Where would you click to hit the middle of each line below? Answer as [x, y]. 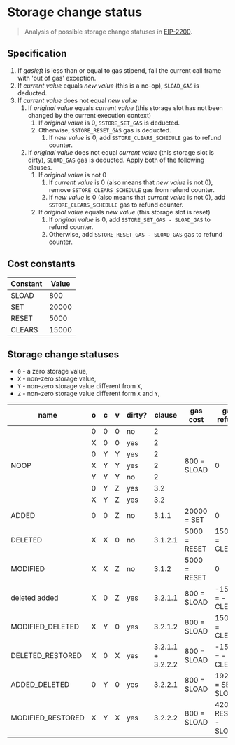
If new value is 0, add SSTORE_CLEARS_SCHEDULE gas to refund [135, 137]
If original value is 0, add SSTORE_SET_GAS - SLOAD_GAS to [130, 219]
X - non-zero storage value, [57, 378]
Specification [37, 54]
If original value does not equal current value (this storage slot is [121, 152]
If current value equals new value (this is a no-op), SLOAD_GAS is [108, 86]
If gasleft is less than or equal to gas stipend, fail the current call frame [119, 70]
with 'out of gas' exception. [57, 78]
